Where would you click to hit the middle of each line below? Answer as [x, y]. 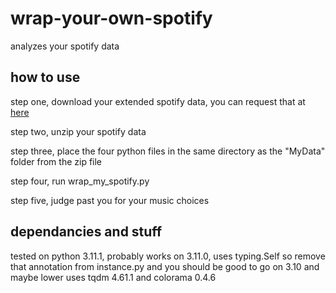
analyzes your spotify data [65, 46]
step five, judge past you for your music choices [110, 200]
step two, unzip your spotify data [78, 131]
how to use [45, 77]
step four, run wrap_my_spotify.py [80, 181]
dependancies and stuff [86, 232]
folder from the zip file [56, 161]
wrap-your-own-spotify [111, 18]
